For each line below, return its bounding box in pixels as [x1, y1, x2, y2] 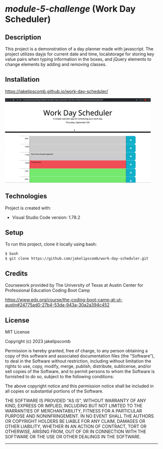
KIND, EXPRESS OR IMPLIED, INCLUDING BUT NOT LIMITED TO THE [5, 403, 143, 409]
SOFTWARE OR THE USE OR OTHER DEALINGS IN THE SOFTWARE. [5, 434, 141, 440]
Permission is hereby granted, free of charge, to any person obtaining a [5, 348, 148, 354]
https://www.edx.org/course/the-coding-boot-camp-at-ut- [5, 297, 123, 303]
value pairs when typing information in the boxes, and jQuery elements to [5, 56, 152, 62]
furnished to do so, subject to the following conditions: [5, 374, 114, 380]
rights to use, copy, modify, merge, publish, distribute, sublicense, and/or [5, 363, 151, 369]
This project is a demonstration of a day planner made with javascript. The [5, 46, 154, 52]
